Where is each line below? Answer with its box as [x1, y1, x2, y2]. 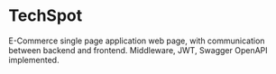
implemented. [8, 54, 60, 65]
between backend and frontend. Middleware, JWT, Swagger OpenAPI [8, 44, 268, 55]
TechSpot [8, 5, 83, 26]
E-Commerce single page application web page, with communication [8, 35, 265, 46]
